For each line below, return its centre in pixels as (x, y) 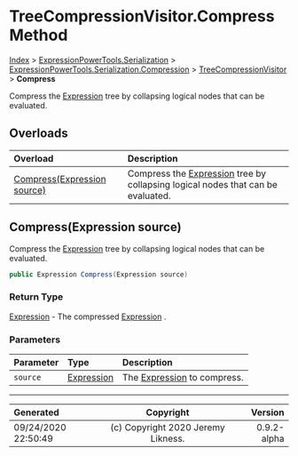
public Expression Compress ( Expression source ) (99, 274)
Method (39, 35)
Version (267, 412)
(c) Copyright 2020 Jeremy (168, 428)
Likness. (168, 439)
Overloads (39, 134)
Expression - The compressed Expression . (88, 316)
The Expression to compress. (183, 378)
